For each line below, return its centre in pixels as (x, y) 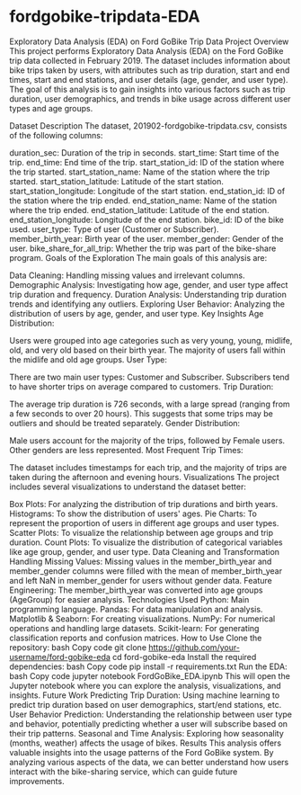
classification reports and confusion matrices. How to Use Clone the (136, 638)
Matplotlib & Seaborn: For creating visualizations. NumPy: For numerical (142, 619)
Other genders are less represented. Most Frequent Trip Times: (127, 450)
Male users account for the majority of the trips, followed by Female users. (147, 440)
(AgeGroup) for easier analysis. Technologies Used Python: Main (129, 599)
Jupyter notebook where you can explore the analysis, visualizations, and (145, 685)
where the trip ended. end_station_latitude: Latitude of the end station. (139, 210)
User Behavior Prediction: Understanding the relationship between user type (150, 714)
